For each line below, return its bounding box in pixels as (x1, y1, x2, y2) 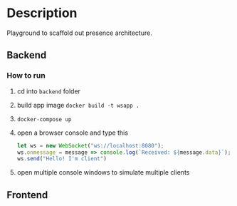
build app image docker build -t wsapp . (16, 101, 139, 109)
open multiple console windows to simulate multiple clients (16, 168, 190, 177)
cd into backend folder (16, 87, 81, 96)
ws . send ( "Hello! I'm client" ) (16, 155, 107, 163)
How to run (6, 71, 46, 81)
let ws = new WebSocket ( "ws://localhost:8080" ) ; (16, 142, 164, 149)
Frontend (6, 189, 48, 201)
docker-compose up (16, 115, 72, 123)
